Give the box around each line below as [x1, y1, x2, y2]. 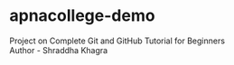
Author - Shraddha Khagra [9, 44, 108, 55]
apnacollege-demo [9, 5, 155, 26]
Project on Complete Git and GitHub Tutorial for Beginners [9, 35, 226, 46]
